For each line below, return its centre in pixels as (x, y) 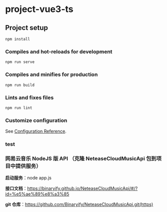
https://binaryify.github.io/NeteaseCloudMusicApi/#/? (82, 188)
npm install (18, 39)
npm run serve (20, 62)
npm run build (20, 85)
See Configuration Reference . (36, 131)
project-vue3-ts (39, 9)
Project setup (27, 28)
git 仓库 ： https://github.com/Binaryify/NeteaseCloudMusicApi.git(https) (79, 204)
